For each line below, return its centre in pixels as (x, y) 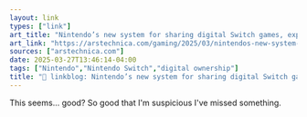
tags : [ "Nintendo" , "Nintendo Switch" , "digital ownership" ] (124, 69)
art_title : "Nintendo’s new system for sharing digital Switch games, (147, 34)
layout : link (34, 18)
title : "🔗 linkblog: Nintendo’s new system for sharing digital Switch (148, 77)
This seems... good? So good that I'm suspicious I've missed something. (145, 102)
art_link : (28, 43)
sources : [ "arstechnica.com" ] (67, 52)
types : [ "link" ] (40, 26)
